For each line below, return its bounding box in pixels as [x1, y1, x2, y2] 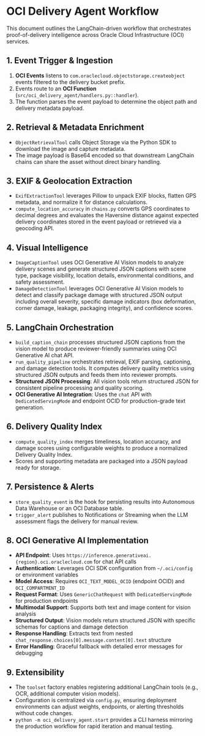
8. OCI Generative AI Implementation [6, 535, 149, 546]
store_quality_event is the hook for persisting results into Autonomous [15, 498, 195, 505]
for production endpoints [15, 597, 78, 605]
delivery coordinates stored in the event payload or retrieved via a [15, 218, 182, 225]
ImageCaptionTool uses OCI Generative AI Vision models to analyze [15, 259, 184, 266]
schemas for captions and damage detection [15, 623, 129, 630]
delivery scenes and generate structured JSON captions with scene [15, 265, 187, 273]
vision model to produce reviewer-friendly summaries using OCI [15, 345, 177, 352]
